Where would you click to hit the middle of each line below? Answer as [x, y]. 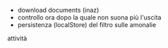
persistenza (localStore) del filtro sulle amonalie [87, 25]
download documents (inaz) [58, 10]
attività [17, 38]
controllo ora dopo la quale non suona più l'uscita [89, 17]
